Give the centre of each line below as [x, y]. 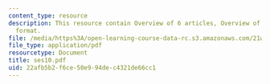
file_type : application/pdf [55, 46]
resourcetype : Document [48, 53]
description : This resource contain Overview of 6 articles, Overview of [135, 23]
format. [29, 30]
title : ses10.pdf [37, 61]
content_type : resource [48, 16]
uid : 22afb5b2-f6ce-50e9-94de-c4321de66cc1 [82, 68]
